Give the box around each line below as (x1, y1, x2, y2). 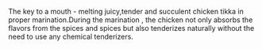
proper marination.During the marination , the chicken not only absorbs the (8, 15, 253, 24)
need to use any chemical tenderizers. (8, 32, 133, 41)
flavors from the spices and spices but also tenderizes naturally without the (8, 24, 255, 32)
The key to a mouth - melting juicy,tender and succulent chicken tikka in (8, 7, 244, 16)
